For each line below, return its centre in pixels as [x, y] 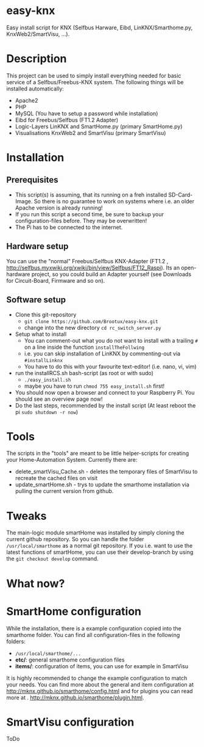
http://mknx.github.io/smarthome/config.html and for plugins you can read [100, 691]
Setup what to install [41, 334]
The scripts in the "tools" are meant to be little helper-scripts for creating [98, 453]
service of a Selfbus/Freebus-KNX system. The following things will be [95, 82]
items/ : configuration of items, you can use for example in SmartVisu [102, 666]
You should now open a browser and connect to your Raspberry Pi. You [105, 392]
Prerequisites [32, 180]
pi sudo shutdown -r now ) [46, 412]
